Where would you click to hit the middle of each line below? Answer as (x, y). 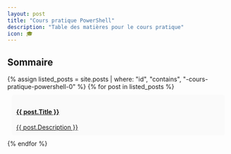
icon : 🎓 (20, 34)
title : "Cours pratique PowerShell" (61, 20)
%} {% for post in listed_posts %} (126, 87)
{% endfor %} (27, 144)
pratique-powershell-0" (42, 87)
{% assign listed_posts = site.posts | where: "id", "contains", (94, 79)
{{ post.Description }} (48, 127)
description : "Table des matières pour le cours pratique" (96, 27)
